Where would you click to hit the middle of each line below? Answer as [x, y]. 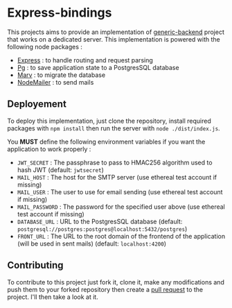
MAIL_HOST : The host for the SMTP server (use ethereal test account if [117, 177]
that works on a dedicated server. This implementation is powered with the [114, 39]
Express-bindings [60, 13]
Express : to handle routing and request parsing [85, 60]
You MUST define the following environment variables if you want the [106, 142]
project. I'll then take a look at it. [53, 297]
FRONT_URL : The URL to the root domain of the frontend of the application [121, 236]
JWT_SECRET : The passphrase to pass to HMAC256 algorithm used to [115, 162]
